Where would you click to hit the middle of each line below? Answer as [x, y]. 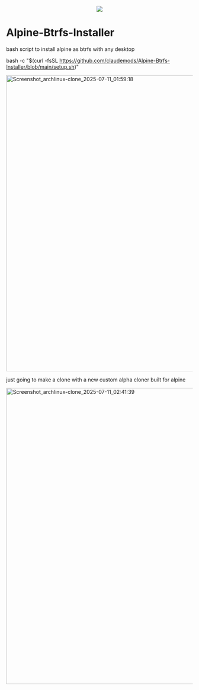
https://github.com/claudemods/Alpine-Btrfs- [114, 60]
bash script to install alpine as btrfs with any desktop [70, 49]
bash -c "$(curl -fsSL [32, 60]
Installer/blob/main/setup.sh [41, 67]
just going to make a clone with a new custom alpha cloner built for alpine [96, 380]
